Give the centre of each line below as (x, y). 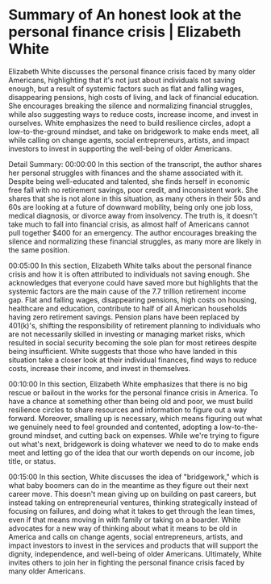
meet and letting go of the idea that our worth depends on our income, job (132, 453)
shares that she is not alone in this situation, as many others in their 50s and (134, 198)
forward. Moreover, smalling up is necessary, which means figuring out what (135, 418)
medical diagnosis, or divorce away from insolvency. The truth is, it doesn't (133, 215)
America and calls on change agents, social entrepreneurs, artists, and (126, 536)
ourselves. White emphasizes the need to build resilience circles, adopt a (130, 123)
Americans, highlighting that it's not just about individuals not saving (122, 80)
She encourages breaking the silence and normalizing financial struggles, (130, 106)
